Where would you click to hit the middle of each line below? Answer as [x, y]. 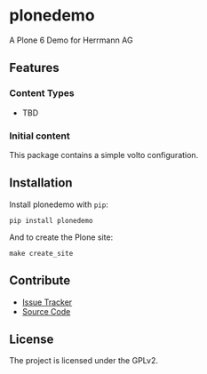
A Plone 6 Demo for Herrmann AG [71, 40]
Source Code [46, 311]
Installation [41, 183]
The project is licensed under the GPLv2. [84, 361]
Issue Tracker [47, 302]
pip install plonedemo [51, 220]
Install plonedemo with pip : [59, 204]
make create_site [41, 253]
